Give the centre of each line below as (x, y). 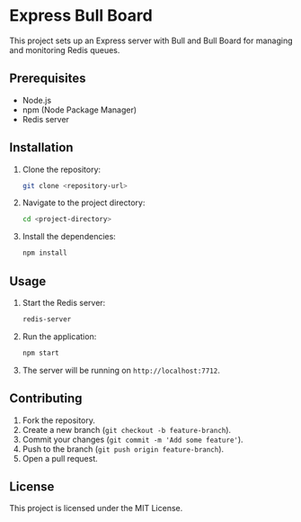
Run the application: (59, 336)
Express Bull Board (81, 16)
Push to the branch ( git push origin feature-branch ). (123, 449)
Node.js (37, 100)
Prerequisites (48, 79)
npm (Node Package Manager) (80, 110)
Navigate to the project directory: (84, 202)
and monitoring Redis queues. (65, 49)
